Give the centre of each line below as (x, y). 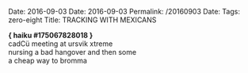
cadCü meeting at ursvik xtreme (61, 44)
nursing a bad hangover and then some (72, 52)
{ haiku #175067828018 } (51, 35)
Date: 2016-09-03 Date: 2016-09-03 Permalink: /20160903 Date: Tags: (124, 12)
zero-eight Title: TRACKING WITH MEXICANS (82, 20)
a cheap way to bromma (48, 60)
